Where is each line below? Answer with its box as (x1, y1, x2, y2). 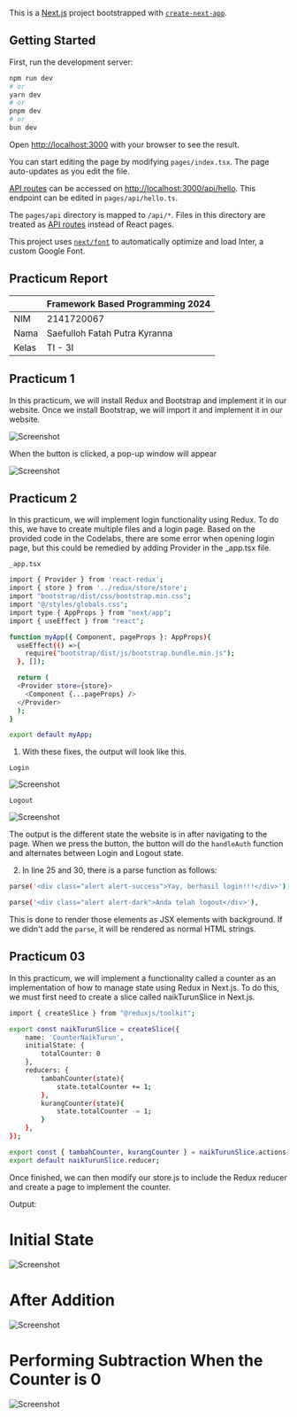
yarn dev (9, 90, 42, 99)
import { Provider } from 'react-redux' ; (9, 575, 164, 584)
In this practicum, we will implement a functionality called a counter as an (9, 972, 277, 983)
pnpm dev (9, 106, 42, 116)
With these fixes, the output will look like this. (21, 746, 187, 757)
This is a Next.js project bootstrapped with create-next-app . (9, 8, 228, 18)
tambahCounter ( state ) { (41, 1074, 125, 1083)
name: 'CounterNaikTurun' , (25, 1032, 125, 1042)
